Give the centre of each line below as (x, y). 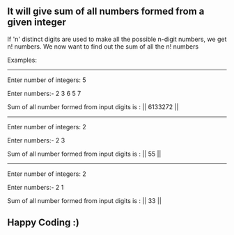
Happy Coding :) (44, 223)
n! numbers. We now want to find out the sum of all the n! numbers (103, 46)
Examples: (22, 60)
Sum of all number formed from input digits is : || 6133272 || (93, 106)
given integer (37, 23)
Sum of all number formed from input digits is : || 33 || (84, 200)
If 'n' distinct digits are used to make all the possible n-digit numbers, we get (117, 39)
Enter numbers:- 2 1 (36, 187)
